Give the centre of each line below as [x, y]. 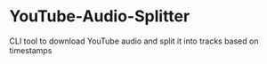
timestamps [31, 50]
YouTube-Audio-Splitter [100, 16]
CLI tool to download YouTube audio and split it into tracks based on [134, 41]
